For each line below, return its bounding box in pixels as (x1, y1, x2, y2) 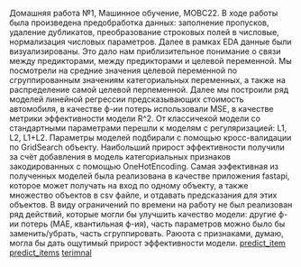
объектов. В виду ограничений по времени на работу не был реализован (9, 199, 293, 210)
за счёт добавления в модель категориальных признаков (9, 152, 232, 161)
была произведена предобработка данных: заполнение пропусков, (9, 17, 269, 28)
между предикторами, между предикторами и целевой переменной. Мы (9, 56, 292, 66)
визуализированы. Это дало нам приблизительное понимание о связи (9, 46, 281, 57)
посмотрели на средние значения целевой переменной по (9, 65, 237, 76)
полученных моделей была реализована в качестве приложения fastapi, (9, 170, 290, 181)
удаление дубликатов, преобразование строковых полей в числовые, (9, 27, 279, 37)
